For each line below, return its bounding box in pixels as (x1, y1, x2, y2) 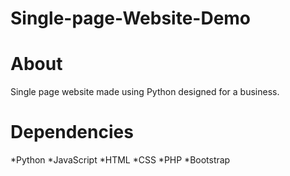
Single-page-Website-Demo (10, 7, 252, 30)
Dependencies (10, 121, 134, 144)
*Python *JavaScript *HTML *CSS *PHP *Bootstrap (10, 154, 231, 166)
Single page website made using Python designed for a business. (10, 86, 280, 98)
